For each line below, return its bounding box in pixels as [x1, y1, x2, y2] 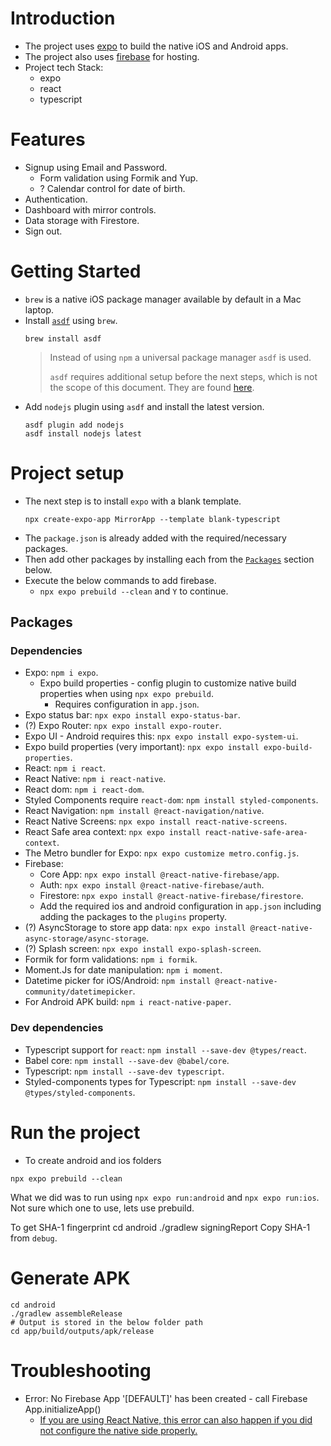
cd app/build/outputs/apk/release [10, 1326, 155, 1336]
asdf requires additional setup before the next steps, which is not [49, 370, 318, 382]
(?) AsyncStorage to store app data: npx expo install [24, 922, 247, 934]
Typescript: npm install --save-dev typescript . [24, 1065, 225, 1077]
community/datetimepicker [24, 987, 133, 997]
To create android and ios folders [24, 1154, 162, 1166]
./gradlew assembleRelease [10, 1308, 123, 1319]
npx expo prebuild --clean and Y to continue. [39, 585, 229, 597]
